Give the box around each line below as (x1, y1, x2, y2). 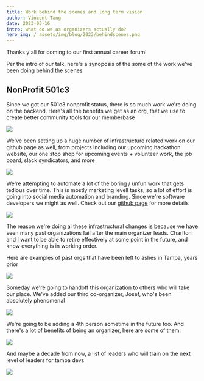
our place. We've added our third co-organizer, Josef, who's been (6, 290, 172, 297)
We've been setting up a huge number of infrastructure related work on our (6, 137, 195, 144)
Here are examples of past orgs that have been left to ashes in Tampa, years (6, 254, 198, 261)
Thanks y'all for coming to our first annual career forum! (6, 48, 147, 56)
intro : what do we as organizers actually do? (6, 26, 127, 32)
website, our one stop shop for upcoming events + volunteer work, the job (6, 150, 193, 157)
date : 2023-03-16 (6, 20, 51, 26)
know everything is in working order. (6, 242, 98, 250)
